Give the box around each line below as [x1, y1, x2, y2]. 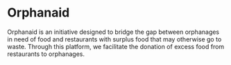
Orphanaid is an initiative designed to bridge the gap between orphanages [7, 28, 220, 36]
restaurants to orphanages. [7, 50, 85, 58]
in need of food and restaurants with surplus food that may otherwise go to [7, 35, 222, 43]
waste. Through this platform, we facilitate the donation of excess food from [7, 42, 225, 50]
